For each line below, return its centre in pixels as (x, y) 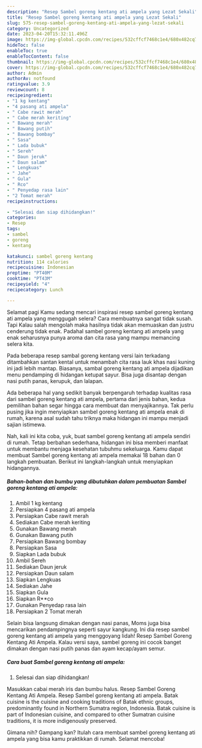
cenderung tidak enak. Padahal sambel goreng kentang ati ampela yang (96, 331)
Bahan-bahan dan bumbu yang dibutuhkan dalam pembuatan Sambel (97, 482)
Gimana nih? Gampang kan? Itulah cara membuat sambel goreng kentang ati (101, 732)
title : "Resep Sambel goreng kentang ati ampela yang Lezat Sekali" (94, 17)
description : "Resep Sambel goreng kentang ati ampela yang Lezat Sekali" (102, 12)
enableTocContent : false (38, 56)
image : (15, 40)
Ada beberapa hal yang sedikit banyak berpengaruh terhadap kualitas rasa (99, 393)
